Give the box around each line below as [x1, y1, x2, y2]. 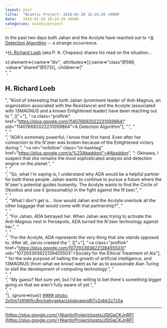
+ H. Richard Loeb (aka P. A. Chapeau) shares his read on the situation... [5, 50, 153, 56]
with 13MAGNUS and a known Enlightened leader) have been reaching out [5, 108, 158, 114]
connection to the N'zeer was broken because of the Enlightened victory [5, 139, 154, 145]
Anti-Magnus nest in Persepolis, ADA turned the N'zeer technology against [5, 219, 159, 225]
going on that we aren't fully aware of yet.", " [5, 282, 97, 288]
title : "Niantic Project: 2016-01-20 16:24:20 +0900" [5, 12, 121, 17]
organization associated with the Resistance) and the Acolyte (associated [5, 103, 156, 109]
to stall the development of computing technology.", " [5, 266, 114, 272]
